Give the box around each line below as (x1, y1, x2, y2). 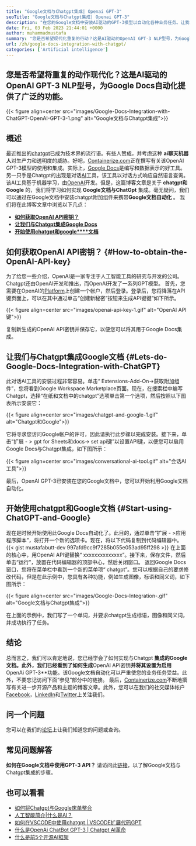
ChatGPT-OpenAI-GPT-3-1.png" (6, 115, 83, 122)
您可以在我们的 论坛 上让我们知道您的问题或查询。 (6, 726, 124, 733)
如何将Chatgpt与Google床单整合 (14, 804, 92, 811)
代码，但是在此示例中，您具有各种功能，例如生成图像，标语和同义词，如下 (10, 573, 190, 580)
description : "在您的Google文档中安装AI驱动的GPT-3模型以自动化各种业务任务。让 (6, 19, 185, 25)
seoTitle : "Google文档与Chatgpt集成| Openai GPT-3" (6, 14, 130, 20)
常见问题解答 (6, 745, 52, 755)
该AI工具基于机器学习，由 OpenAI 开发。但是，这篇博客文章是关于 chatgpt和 (6, 179, 188, 186)
